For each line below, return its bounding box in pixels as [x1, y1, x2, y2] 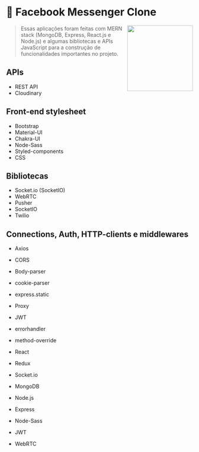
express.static [14, 291, 49, 298]
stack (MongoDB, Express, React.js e [20, 31, 111, 38]
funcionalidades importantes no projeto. [20, 50, 118, 57]
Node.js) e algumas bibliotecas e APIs [20, 37, 114, 44]
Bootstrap [14, 122, 39, 129]
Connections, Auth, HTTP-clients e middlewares [6, 229, 189, 239]
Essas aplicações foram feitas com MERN [20, 25, 123, 32]
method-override [14, 337, 57, 344]
